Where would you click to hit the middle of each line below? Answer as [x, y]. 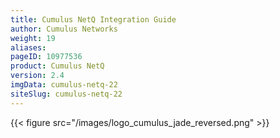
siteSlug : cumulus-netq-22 [66, 94]
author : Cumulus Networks [64, 29]
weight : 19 [33, 38]
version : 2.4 [37, 76]
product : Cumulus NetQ [57, 66]
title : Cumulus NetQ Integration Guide [93, 19]
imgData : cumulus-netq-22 [64, 85]
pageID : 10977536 [46, 57]
